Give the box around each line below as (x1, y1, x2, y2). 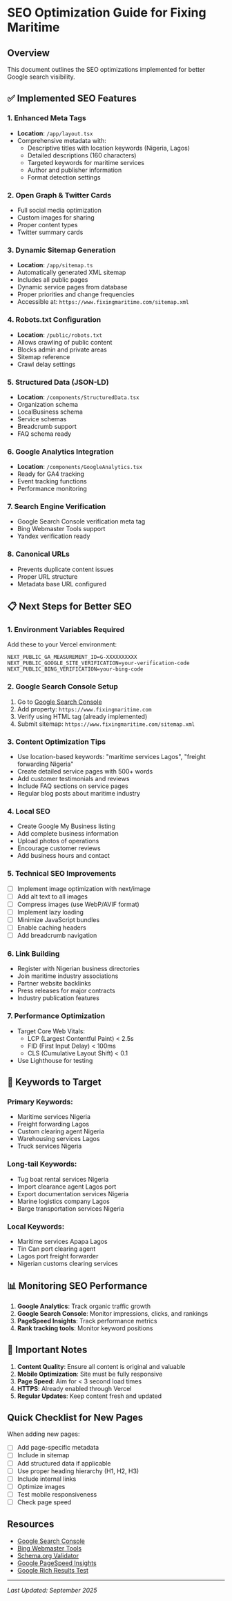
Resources (7, 1518, 55, 1531)
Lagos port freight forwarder (17, 1252, 99, 1260)
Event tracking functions (17, 477, 88, 486)
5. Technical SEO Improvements (7, 869, 117, 879)
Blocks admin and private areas (17, 345, 107, 354)
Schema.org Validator (17, 1551, 79, 1560)
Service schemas (17, 414, 67, 423)
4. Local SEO (7, 806, 50, 816)
